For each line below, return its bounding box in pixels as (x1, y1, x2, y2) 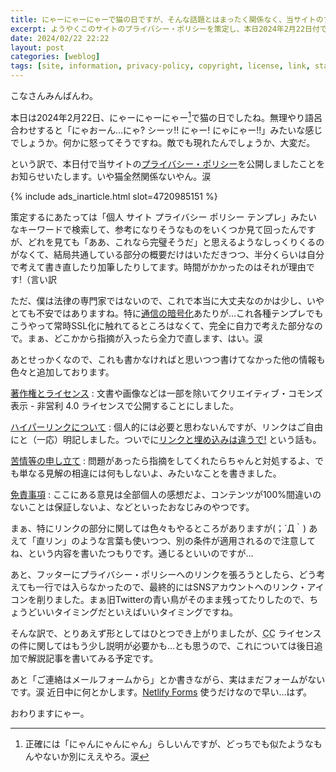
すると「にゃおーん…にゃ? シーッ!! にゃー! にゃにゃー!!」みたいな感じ (36, 124, 323, 136)
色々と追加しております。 (10, 366, 115, 378)
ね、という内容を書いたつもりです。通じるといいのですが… (10, 547, 254, 559)
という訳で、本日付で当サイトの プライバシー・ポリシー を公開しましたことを (10, 157, 326, 170)
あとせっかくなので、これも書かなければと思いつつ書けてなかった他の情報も (10, 353, 326, 365)
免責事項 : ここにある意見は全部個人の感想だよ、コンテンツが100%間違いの (10, 488, 322, 500)
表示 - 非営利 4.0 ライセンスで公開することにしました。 (10, 399, 239, 411)
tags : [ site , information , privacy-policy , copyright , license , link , (10, 61, 311, 71)
